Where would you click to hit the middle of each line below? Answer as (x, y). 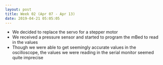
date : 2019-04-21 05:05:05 (32, 18)
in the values (25, 42)
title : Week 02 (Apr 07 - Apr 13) (40, 14)
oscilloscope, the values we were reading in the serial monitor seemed (83, 52)
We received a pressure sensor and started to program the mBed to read (85, 37)
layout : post (18, 9)
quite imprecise (28, 58)
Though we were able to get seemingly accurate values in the (74, 47)
